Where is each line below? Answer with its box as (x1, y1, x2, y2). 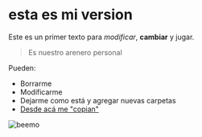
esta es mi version (8, 6, 133, 24)
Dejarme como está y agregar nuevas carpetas (19, 95, 176, 105)
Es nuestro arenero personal (27, 47, 122, 57)
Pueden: (8, 62, 36, 73)
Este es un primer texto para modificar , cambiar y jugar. (8, 32, 195, 42)
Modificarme (19, 87, 63, 97)
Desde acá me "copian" (19, 104, 99, 114)
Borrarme (19, 79, 52, 88)
